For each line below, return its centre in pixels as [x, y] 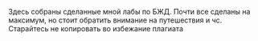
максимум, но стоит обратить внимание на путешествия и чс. [115, 20]
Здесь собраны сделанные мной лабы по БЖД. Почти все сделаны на [129, 12]
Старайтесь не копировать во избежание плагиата [96, 29]
